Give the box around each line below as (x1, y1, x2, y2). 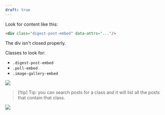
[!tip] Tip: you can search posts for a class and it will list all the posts (17, 89, 160, 95)
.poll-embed (12, 66, 38, 71)
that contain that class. (17, 94, 66, 100)
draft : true (5, 7, 30, 13)
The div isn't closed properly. (5, 40, 66, 46)
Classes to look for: (5, 50, 45, 56)
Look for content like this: (5, 21, 58, 27)
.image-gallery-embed (12, 71, 58, 76)
